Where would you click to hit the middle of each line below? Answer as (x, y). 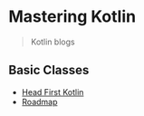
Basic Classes (49, 70)
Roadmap (39, 101)
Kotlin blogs (53, 42)
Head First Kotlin (53, 92)
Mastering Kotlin (72, 17)
